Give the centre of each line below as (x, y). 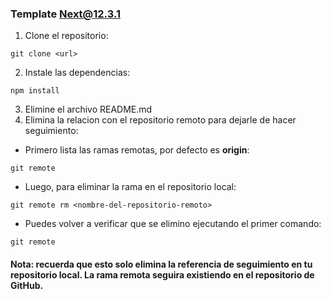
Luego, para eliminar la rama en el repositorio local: (130, 187)
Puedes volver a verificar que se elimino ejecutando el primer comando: (173, 224)
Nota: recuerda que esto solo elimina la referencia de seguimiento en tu (161, 264)
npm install (35, 91)
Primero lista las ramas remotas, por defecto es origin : (137, 150)
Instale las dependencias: (77, 73)
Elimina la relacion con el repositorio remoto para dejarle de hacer (160, 120)
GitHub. (27, 285)
